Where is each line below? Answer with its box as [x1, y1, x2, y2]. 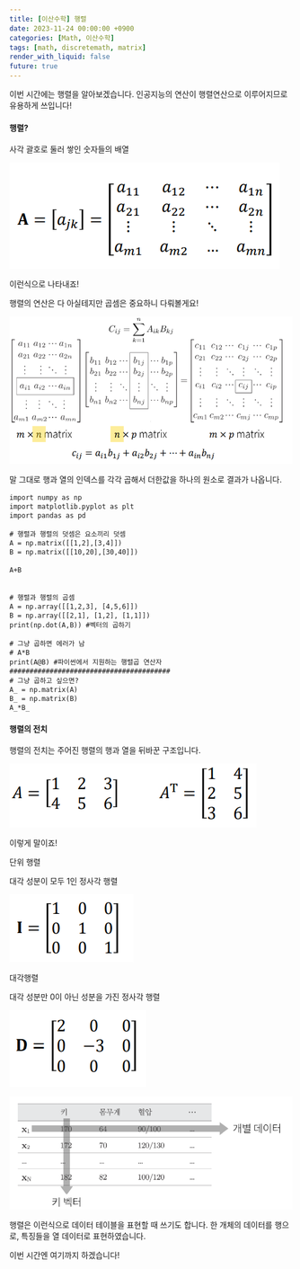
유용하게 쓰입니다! [9, 100, 73, 111]
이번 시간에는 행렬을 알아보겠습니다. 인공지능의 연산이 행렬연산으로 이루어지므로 [9, 89, 288, 99]
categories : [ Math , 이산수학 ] [9, 33, 115, 42]
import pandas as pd [9, 511, 87, 520]
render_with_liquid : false [9, 52, 110, 62]
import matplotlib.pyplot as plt [9, 502, 135, 511]
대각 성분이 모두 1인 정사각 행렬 [9, 876, 119, 887]
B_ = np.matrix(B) [9, 695, 78, 704]
